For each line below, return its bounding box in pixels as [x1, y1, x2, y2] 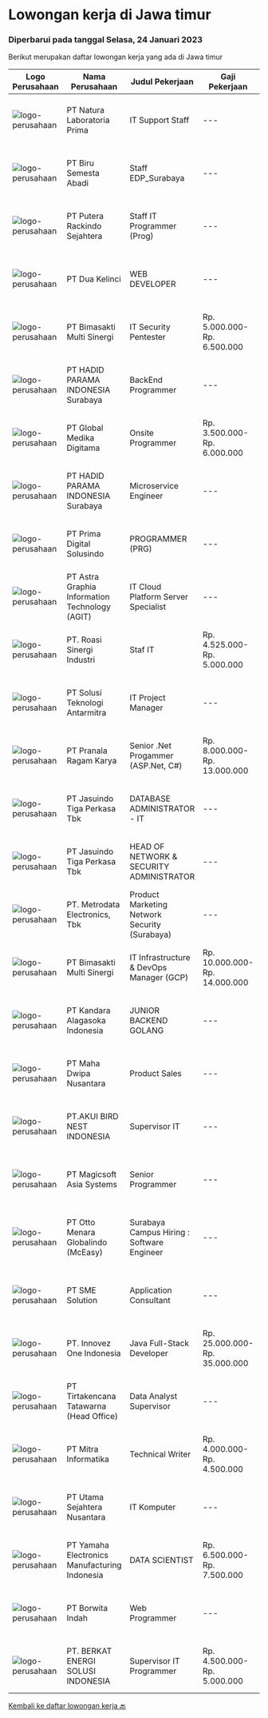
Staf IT [129, 644, 155, 656]
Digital [66, 538, 91, 549]
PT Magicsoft [66, 1169, 117, 1180]
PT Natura [66, 105, 105, 116]
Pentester [129, 332, 166, 343]
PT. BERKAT [66, 1645, 112, 1656]
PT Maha [66, 1058, 100, 1069]
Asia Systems [66, 1179, 118, 1190]
